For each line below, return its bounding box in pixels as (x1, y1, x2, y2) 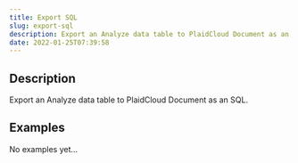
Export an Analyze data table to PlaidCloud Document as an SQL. (9, 94, 248, 105)
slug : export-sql (9, 21, 74, 30)
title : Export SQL (9, 12, 78, 22)
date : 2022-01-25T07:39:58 (9, 37, 110, 47)
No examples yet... (9, 143, 79, 154)
